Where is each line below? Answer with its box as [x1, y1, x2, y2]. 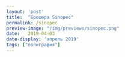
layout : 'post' [6, 8, 44, 15]
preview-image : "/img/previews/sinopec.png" [6, 25, 120, 31]
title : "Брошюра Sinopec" [6, 14, 74, 20]
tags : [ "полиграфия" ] [6, 42, 61, 48]
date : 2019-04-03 [6, 31, 55, 37]
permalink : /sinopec [6, 20, 58, 26]
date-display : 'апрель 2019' [6, 36, 79, 42]
